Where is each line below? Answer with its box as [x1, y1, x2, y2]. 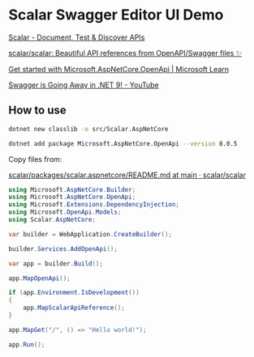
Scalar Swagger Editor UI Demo [8, 6, 224, 24]
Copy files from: [8, 154, 62, 164]
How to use [8, 104, 67, 117]
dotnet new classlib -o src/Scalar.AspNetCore [8, 125, 169, 133]
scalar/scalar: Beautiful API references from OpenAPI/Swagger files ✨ [8, 48, 242, 57]
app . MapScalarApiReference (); [23, 304, 126, 312]
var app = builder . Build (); [8, 259, 104, 268]
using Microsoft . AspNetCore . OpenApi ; [8, 193, 136, 202]
